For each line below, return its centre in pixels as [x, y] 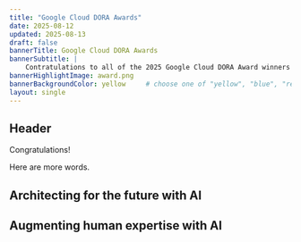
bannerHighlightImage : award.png [72, 76]
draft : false [34, 42]
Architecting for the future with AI [106, 195]
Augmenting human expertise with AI [116, 225]
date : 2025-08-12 [42, 26]
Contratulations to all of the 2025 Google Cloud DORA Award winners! [160, 68]
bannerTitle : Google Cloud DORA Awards [84, 51]
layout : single [38, 92]
